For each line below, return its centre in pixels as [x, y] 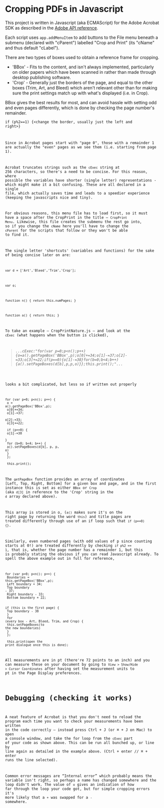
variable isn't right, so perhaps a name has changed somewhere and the [81, 780]
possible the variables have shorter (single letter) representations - [81, 180]
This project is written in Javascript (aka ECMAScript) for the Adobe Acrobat [82, 23]
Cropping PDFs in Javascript [64, 9]
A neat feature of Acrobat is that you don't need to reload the [73, 717]
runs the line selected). [31, 760]
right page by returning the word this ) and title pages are [68, 517]
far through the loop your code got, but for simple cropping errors [78, 789]
